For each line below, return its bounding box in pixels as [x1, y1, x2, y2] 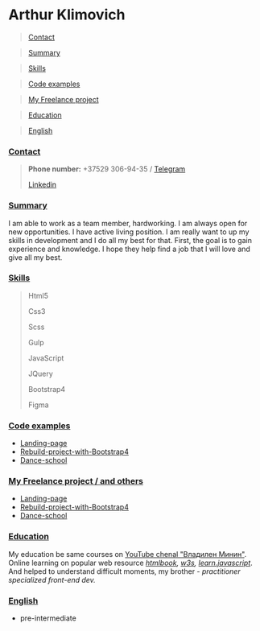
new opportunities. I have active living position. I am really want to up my [8, 227, 250, 237]
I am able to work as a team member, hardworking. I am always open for [8, 218, 248, 228]
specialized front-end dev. [8, 575, 97, 584]
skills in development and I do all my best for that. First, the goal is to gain [8, 235, 252, 245]
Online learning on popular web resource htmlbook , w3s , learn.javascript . [8, 558, 254, 567]
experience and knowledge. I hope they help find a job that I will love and [8, 244, 251, 254]
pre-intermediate [19, 613, 76, 623]
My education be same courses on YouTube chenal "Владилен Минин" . [8, 549, 247, 559]
